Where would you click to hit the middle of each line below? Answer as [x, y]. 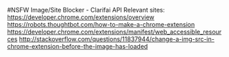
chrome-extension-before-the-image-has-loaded [78, 46]
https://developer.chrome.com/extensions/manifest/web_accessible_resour [114, 32]
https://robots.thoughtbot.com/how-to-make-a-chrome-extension [101, 24]
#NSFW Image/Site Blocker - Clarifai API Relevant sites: [86, 10]
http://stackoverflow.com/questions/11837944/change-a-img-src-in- [117, 39]
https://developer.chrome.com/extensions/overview [81, 17]
